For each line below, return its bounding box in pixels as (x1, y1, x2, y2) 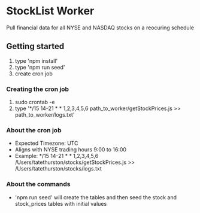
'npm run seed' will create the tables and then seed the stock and (14, 193, 177, 201)
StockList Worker (6, 4, 95, 18)
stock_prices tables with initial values (14, 200, 107, 207)
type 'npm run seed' (14, 63, 65, 71)
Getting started (6, 41, 65, 51)
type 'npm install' (14, 57, 58, 64)
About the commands (6, 180, 71, 188)
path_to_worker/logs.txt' (14, 111, 75, 118)
